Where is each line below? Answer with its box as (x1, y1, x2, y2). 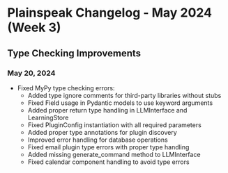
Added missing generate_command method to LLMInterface (27, 150, 201, 158)
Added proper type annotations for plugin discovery (27, 128, 178, 136)
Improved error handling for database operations (27, 135, 169, 144)
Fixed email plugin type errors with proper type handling (27, 142, 190, 151)
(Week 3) (7, 19, 61, 35)
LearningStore (27, 113, 69, 122)
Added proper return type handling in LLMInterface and (27, 106, 188, 114)
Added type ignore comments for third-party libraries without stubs (27, 91, 222, 99)
